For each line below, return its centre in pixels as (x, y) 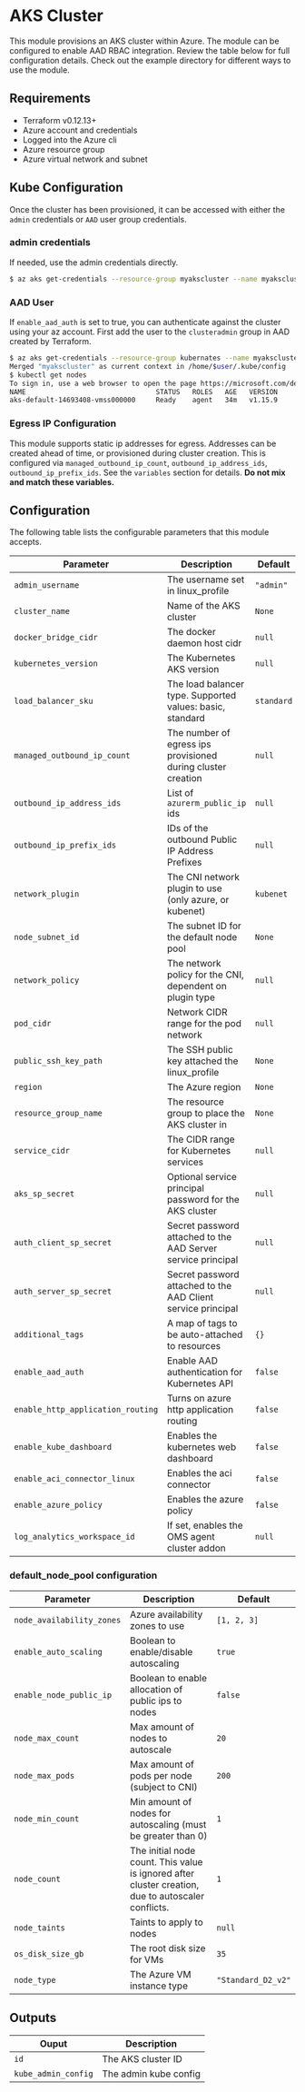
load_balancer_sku (54, 701)
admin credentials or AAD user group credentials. (98, 219)
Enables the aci (199, 1473)
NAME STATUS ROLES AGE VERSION (144, 392)
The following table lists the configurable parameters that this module (139, 532)
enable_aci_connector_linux (74, 1479)
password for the (203, 1200)
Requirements (50, 99)
